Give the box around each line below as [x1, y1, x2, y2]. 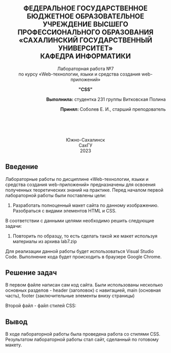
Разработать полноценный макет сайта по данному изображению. [12, 202, 159, 208]
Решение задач [5, 268, 57, 277]
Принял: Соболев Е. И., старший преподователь [60, 106, 166, 112]
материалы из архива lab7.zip [12, 238, 77, 244]
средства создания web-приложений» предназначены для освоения [5, 181, 156, 187]
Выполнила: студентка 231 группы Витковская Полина [46, 96, 166, 102]
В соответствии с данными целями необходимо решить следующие [5, 217, 154, 224]
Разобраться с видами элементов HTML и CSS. [12, 207, 117, 214]
